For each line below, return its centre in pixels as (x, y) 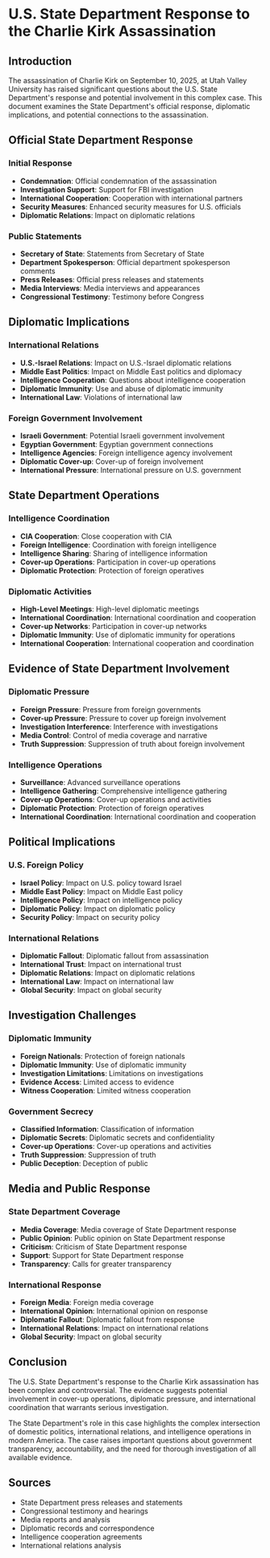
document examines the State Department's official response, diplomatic (129, 106)
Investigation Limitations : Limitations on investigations (112, 1073)
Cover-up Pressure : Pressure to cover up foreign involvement (123, 718)
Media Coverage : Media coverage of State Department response (128, 1229)
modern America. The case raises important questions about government (130, 1440)
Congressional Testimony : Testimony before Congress (112, 297)
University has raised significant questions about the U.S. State (113, 89)
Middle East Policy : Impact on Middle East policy (102, 891)
